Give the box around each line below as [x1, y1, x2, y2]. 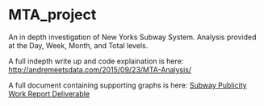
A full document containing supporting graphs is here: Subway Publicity [8, 80, 248, 90]
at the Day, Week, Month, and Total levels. [8, 40, 149, 50]
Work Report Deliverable [8, 88, 90, 98]
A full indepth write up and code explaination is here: [8, 56, 184, 66]
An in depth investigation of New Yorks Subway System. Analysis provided [8, 32, 257, 42]
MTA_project [8, 6, 97, 24]
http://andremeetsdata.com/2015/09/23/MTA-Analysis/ [8, 64, 192, 74]
